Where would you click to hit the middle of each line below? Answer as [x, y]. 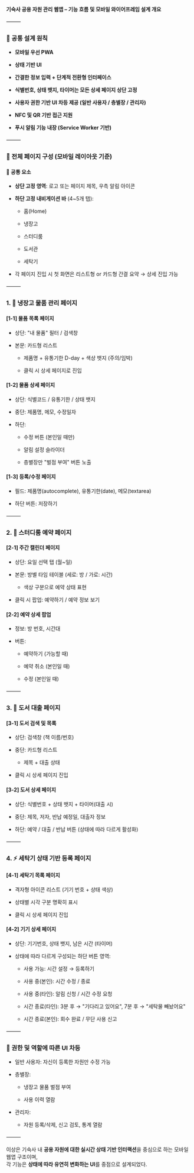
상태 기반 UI [28, 65]
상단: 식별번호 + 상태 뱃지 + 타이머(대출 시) [64, 804]
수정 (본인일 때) [41, 679]
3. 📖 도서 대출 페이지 [33, 708]
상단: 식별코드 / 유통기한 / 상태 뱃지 [55, 399]
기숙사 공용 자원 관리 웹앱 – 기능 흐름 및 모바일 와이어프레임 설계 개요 [84, 9]
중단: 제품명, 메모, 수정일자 [45, 412]
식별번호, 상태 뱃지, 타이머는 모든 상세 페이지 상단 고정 [76, 90]
